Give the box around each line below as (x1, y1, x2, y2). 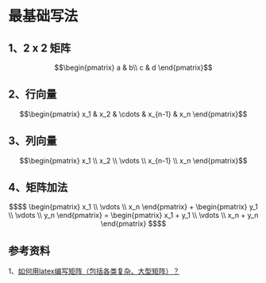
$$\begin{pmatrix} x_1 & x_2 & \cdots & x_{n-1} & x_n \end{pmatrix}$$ (19, 109, 248, 119)
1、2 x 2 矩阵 (8, 41, 71, 55)
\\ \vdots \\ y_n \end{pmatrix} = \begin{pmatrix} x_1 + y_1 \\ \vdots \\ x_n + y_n (8, 211, 259, 220)
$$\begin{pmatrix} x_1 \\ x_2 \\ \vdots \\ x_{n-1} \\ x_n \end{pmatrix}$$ (19, 155, 248, 165)
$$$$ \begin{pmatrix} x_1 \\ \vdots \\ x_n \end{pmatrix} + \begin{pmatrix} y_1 (9, 202, 258, 212)
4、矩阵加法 (8, 181, 68, 194)
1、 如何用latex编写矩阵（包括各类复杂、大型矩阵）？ (8, 266, 180, 276)
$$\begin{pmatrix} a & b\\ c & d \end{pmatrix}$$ (54, 63, 213, 72)
